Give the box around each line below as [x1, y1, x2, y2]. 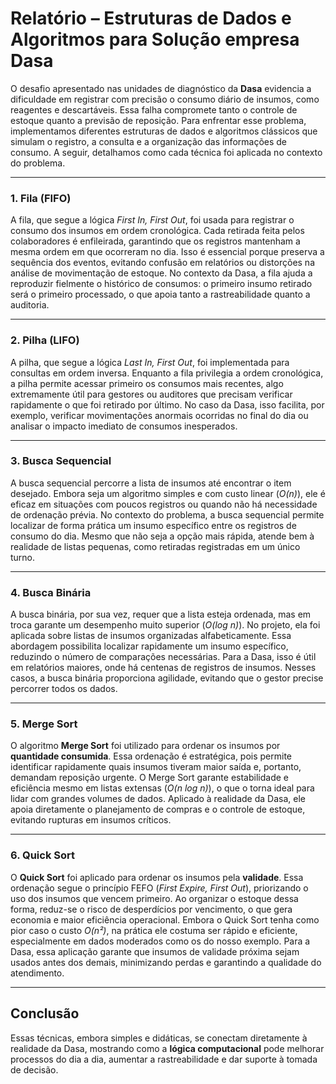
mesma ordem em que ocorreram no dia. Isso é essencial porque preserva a [10, 246, 325, 258]
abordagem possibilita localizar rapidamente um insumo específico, [10, 640, 289, 652]
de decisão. [10, 1063, 59, 1076]
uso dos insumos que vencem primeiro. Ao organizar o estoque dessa [10, 892, 299, 904]
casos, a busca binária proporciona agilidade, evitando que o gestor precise [10, 672, 324, 684]
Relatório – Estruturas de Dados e [10, 7, 292, 30]
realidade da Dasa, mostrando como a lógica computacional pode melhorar [10, 1042, 325, 1054]
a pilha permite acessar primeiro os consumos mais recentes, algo [10, 377, 284, 389]
